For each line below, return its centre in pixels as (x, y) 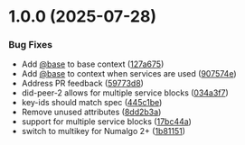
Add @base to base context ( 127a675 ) (93, 64)
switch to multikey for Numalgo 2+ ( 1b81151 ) (104, 131)
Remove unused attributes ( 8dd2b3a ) (91, 112)
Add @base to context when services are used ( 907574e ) (129, 74)
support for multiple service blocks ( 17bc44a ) (106, 122)
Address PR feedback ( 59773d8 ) (82, 84)
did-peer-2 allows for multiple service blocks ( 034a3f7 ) (125, 93)
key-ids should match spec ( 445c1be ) (92, 103)
